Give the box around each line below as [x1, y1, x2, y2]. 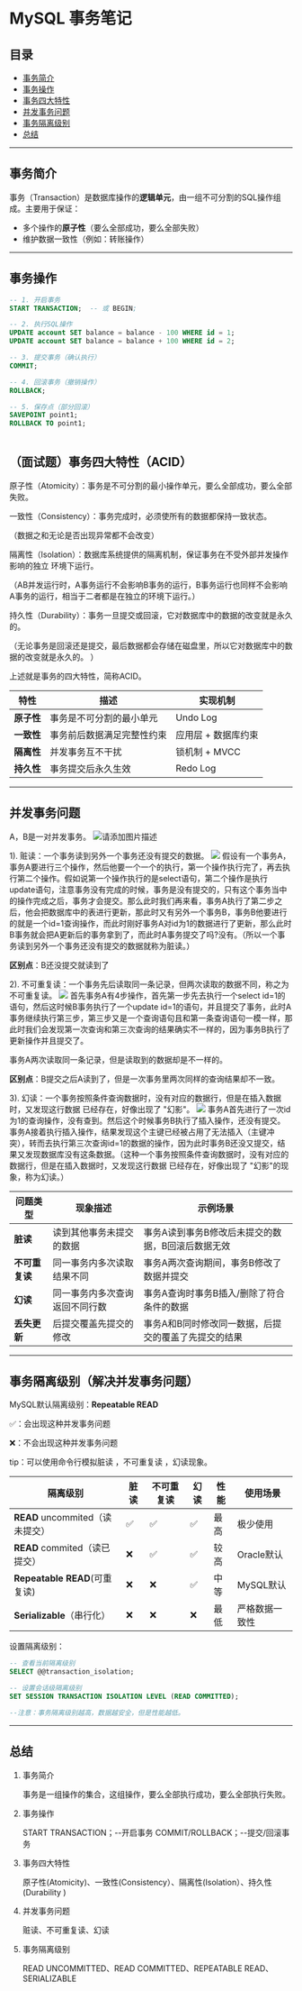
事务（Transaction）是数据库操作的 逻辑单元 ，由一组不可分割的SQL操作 [9, 191, 274, 203]
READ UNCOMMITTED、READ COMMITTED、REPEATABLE [22, 1962, 243, 1974]
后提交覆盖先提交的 [52, 1317, 135, 1329]
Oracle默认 [236, 1548, 283, 1561]
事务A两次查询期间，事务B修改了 [143, 1256, 282, 1269]
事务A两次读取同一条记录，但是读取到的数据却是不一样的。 [9, 1054, 227, 1064]
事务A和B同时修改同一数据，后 [143, 1317, 273, 1329]
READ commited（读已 [13, 1542, 111, 1555]
